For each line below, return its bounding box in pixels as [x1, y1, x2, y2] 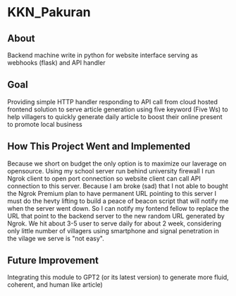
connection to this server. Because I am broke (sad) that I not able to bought [7, 181, 228, 190]
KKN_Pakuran [7, 4, 91, 20]
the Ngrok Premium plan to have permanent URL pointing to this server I [7, 189, 217, 197]
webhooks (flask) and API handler [7, 58, 106, 67]
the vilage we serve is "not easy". [7, 234, 104, 242]
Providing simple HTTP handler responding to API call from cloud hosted [7, 97, 218, 106]
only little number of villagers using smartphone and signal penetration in [7, 226, 220, 235]
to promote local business [7, 120, 82, 128]
